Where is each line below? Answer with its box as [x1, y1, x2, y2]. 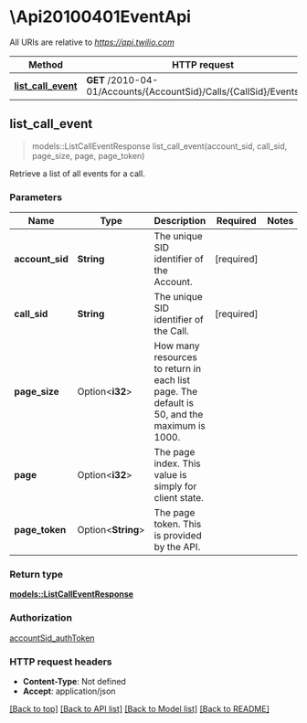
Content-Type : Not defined [22, 675, 126, 686]
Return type [9, 568, 64, 580]
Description [153, 215, 206, 228]
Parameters [9, 190, 62, 203]
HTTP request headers [9, 655, 112, 668]
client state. [153, 492, 204, 505]
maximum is [153, 420, 206, 432]
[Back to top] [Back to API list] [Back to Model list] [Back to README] [9, 703, 270, 714]
